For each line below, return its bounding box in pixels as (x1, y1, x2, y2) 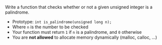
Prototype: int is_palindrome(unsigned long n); (12, 19, 112, 24)
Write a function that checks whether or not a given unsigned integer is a (5, 4, 153, 10)
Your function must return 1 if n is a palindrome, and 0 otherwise (12, 29, 142, 35)
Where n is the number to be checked (12, 24, 88, 30)
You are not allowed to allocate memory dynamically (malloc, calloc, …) (12, 34, 157, 40)
